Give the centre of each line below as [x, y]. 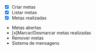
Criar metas [24, 7]
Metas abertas [26, 28]
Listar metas [24, 13]
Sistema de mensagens [35, 43]
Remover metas [28, 38]
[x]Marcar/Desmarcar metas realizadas [51, 33]
